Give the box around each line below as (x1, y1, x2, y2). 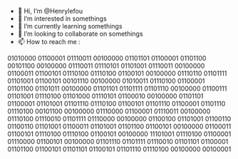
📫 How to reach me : (17, 38, 81, 46)
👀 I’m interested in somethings (17, 14, 107, 23)
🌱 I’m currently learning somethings (17, 22, 123, 30)
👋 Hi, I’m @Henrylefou (17, 7, 83, 15)
